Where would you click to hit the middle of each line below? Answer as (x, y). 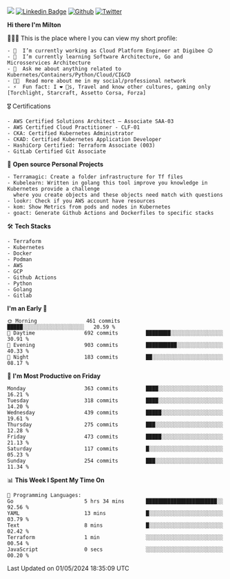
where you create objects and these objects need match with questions (118, 195)
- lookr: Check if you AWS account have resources (81, 201)
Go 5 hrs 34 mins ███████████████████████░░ (115, 501)
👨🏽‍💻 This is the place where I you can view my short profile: (92, 38)
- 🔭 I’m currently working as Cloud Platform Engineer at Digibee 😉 (110, 51)
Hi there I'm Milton (34, 25)
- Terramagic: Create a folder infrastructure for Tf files (95, 177)
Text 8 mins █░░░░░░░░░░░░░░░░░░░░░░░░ (115, 525)
